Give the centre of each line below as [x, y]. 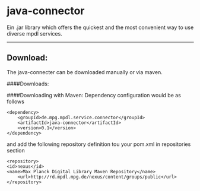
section [16, 150]
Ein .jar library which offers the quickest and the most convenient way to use [100, 27]
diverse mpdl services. [35, 33]
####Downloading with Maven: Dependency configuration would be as [94, 95]
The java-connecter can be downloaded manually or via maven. [85, 72]
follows [15, 101]
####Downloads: [28, 84]
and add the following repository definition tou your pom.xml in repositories [99, 144]
